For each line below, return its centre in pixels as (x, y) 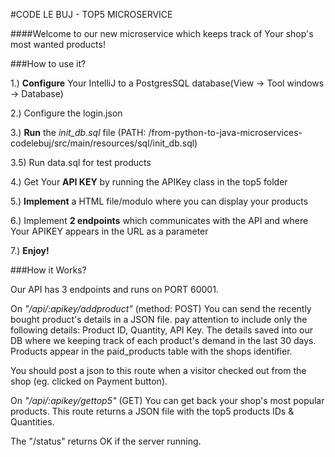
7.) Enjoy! (30, 250)
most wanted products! (58, 44)
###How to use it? (48, 63)
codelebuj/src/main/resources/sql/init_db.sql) (104, 143)
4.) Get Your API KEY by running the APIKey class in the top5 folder (149, 182)
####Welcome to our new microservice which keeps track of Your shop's (162, 33)
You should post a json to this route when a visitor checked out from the (158, 370)
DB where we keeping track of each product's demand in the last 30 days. (163, 340)
